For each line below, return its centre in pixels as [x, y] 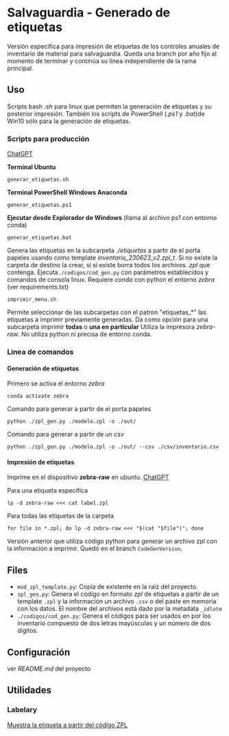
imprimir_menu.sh [32, 300]
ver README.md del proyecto [49, 669]
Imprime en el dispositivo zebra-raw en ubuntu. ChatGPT [88, 477]
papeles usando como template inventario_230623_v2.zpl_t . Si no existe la [112, 258]
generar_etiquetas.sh [38, 180]
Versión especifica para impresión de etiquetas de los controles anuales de [113, 46]
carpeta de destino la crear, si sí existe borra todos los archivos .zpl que [109, 265]
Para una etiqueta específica [48, 491]
